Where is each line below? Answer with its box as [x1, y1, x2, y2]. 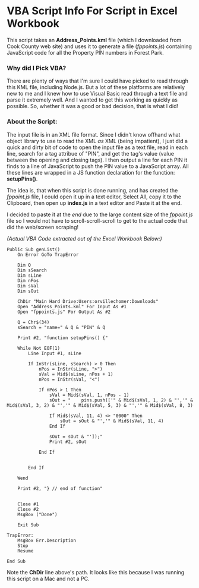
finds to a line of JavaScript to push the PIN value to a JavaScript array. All [7, 162, 189, 170]
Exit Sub [17, 521, 39, 528]
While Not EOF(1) [17, 345, 61, 351]
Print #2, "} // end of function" [17, 485, 103, 491]
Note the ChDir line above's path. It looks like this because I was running [7, 568, 185, 576]
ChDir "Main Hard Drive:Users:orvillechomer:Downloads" [17, 298, 159, 304]
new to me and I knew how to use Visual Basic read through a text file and [7, 90, 188, 97]
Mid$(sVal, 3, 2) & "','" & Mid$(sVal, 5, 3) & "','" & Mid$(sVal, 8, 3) [7, 402, 194, 408]
